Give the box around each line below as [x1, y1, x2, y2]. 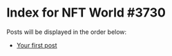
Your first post [16, 41, 57, 49]
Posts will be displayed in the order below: [6, 28, 127, 36]
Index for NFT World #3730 [6, 5, 166, 21]
